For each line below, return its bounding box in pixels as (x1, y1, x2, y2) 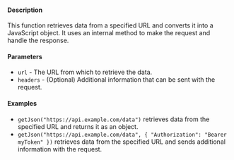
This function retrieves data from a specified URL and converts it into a (7, 21, 213, 30)
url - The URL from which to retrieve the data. (17, 68, 153, 77)
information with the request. (17, 144, 103, 153)
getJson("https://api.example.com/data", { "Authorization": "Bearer (17, 131, 228, 138)
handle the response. (7, 36, 69, 45)
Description (7, 6, 43, 14)
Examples (7, 99, 37, 107)
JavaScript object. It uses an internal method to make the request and (7, 29, 211, 37)
